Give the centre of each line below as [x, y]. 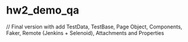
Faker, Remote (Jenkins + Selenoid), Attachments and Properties [85, 33]
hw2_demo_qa [43, 10]
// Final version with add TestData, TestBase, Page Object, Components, [94, 27]
